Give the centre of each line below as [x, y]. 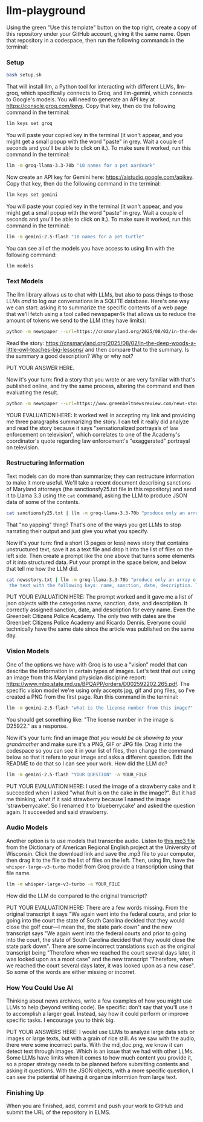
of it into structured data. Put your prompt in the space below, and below [97, 562]
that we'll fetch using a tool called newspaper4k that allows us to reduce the [101, 314]
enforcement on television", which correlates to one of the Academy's [93, 434]
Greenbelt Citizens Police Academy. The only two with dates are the [91, 616]
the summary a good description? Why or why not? [70, 356]
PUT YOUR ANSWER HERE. [40, 368]
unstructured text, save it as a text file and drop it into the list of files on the [100, 549]
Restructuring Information [45, 463]
